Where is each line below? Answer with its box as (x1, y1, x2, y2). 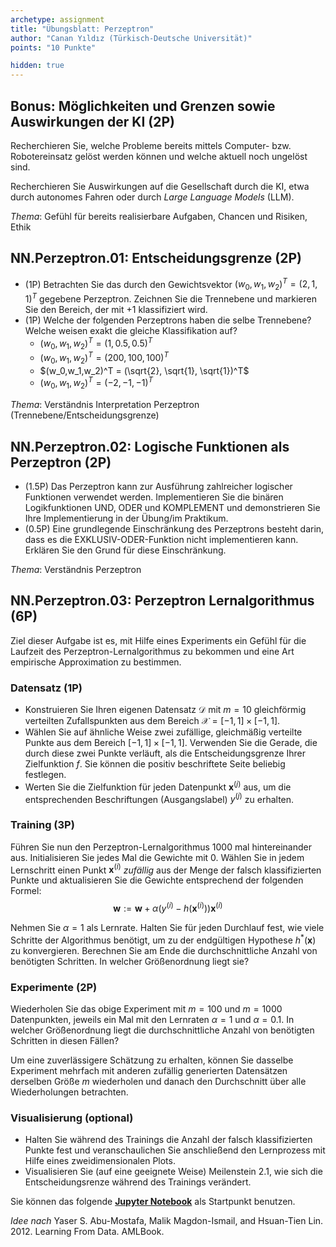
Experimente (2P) (10, 980, 98, 994)
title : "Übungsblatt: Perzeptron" (10, 24, 155, 34)
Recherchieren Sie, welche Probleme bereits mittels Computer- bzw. (10, 139, 292, 151)
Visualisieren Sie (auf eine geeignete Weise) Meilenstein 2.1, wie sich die (24, 1166, 323, 1178)
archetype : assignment (10, 14, 105, 25)
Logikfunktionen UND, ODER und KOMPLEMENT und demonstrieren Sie (24, 502, 321, 514)
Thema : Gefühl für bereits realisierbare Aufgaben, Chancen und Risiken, (10, 210, 308, 222)
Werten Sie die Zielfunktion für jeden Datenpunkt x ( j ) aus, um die (24, 779, 292, 793)
